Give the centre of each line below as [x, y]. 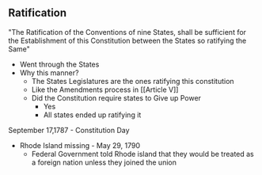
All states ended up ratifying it [92, 115]
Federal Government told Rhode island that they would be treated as [143, 154]
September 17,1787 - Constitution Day [69, 130]
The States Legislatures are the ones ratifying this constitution [133, 81]
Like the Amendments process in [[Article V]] [105, 89]
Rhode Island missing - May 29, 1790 [80, 145]
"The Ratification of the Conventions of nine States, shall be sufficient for [127, 32]
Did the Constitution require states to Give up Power [116, 97]
